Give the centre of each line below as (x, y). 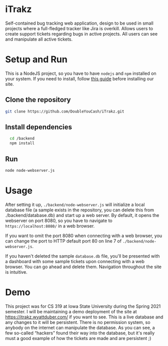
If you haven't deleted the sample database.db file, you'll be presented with (82, 256)
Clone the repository (38, 100)
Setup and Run (36, 60)
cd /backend (22, 139)
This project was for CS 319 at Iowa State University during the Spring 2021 (83, 306)
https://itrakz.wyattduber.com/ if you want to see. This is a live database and (84, 317)
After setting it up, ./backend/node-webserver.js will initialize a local (75, 204)
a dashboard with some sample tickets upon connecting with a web (75, 261)
